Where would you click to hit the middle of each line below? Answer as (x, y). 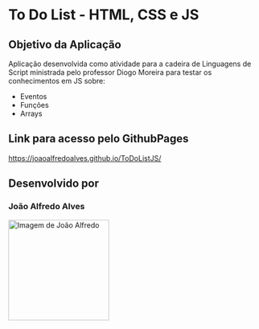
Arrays (31, 113)
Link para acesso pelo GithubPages (99, 139)
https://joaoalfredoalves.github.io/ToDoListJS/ (85, 158)
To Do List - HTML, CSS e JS (104, 15)
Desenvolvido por (53, 184)
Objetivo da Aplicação (65, 45)
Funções (35, 105)
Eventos (33, 97)
